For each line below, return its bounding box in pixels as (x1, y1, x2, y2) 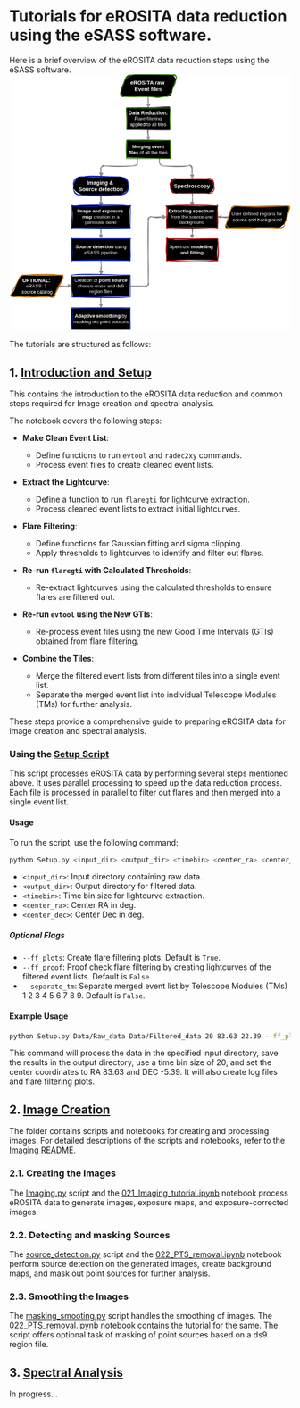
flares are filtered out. (35, 592, 116, 603)
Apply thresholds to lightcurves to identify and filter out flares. (35, 547, 264, 559)
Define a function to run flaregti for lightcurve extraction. (35, 494, 250, 505)
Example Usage (9, 1011, 69, 1021)
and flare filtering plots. (9, 1076, 96, 1087)
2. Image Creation (9, 1102, 111, 1117)
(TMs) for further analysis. (35, 699, 132, 710)
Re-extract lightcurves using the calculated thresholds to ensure (35, 582, 272, 593)
